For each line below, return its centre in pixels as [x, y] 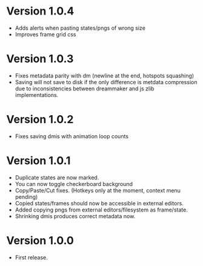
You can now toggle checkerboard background [74, 184]
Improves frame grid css [45, 34]
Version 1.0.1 [38, 161]
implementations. [37, 95]
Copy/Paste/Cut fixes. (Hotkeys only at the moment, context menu [98, 190]
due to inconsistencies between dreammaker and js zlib [85, 88]
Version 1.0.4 [40, 11]
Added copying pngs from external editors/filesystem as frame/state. [101, 210]
